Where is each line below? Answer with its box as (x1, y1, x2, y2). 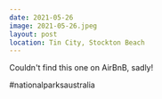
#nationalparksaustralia (9, 79, 95, 90)
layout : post (9, 29, 58, 38)
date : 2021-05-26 (9, 12, 74, 22)
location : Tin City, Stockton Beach (9, 37, 145, 47)
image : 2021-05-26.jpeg (9, 21, 98, 30)
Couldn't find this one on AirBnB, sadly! (9, 62, 154, 73)
